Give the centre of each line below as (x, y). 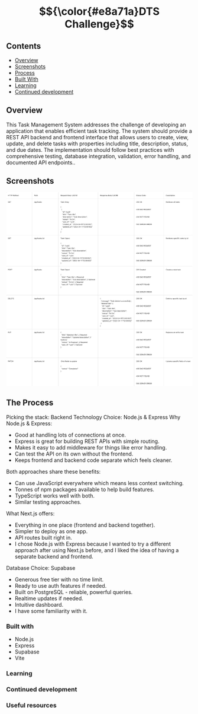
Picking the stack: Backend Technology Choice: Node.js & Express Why (93, 417)
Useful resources (32, 705)
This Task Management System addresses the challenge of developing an (96, 125)
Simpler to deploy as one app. (51, 531)
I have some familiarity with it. (51, 611)
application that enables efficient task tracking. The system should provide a (99, 131)
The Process (30, 403)
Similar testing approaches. (48, 502)
